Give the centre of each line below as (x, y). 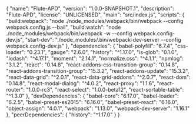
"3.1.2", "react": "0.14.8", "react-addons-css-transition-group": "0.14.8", (92, 65)
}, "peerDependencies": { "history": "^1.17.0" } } (63, 115)
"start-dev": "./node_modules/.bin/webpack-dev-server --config (103, 40)
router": (16, 90)
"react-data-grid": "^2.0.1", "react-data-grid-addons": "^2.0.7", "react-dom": (98, 77)
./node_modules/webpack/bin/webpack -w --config (69, 33)
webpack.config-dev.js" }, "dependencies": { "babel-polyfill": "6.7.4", (90, 46)
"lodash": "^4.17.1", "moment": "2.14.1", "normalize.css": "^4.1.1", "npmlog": (95, 58)
